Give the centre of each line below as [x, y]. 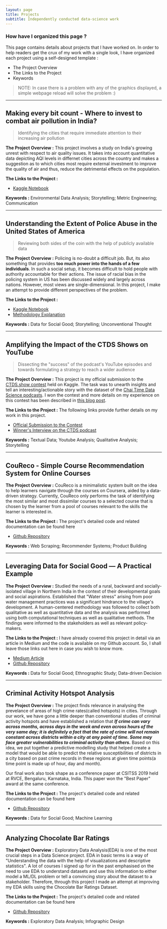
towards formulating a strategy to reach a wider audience [76, 370]
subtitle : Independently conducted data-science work [62, 19]
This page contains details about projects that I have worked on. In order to [82, 47]
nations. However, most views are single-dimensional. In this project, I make [83, 285]
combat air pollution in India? [51, 121]
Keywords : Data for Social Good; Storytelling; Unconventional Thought [79, 324]
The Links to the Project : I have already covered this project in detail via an [83, 638]
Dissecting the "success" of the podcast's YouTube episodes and [85, 364]
